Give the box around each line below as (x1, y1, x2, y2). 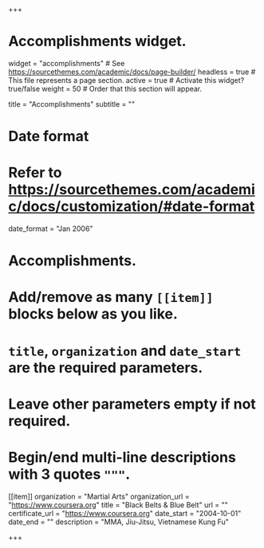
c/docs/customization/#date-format (8, 198, 255, 216)
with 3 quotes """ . (8, 465, 131, 483)
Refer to (8, 164, 62, 182)
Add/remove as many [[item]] (8, 288, 214, 307)
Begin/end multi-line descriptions (8, 448, 237, 466)
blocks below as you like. (8, 305, 178, 323)
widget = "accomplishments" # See (8, 58, 125, 68)
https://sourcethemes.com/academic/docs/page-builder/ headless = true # (8, 67, 256, 76)
